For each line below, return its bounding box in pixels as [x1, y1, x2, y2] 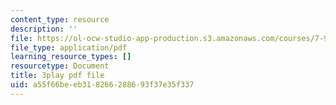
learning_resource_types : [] [10, 52, 132, 62]
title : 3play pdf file [10, 71, 105, 81]
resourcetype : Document [10, 61, 110, 71]
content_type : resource [10, 14, 110, 25]
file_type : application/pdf [10, 42, 128, 53]
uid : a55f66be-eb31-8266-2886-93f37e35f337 [10, 80, 195, 90]
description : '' [10, 24, 78, 34]
